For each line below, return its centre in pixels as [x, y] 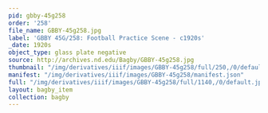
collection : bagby [39, 97]
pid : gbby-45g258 [37, 16]
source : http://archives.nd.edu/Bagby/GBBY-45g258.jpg [101, 60]
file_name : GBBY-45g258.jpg [55, 30]
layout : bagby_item [41, 90]
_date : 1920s [30, 45]
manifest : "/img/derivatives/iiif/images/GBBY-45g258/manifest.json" [126, 75]
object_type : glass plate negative [67, 53]
